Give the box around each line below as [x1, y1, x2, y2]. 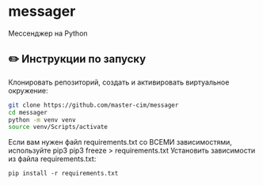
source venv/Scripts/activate [8, 123, 109, 131]
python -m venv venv [8, 115, 77, 124]
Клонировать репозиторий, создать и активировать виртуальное [8, 77, 230, 87]
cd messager [8, 108, 48, 116]
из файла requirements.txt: [8, 154, 97, 164]
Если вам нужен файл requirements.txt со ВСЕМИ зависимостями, [8, 138, 232, 147]
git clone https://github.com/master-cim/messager [8, 101, 179, 109]
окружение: [8, 85, 49, 95]
